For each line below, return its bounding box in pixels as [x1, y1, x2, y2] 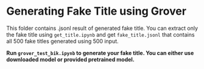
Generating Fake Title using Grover [6, 4, 187, 18]
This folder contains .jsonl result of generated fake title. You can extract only [6, 24, 199, 32]
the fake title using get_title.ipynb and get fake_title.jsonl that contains [6, 31, 195, 38]
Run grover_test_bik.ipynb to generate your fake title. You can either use [6, 49, 194, 56]
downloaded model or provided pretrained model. [6, 56, 135, 63]
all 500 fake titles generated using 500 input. [6, 37, 119, 45]
